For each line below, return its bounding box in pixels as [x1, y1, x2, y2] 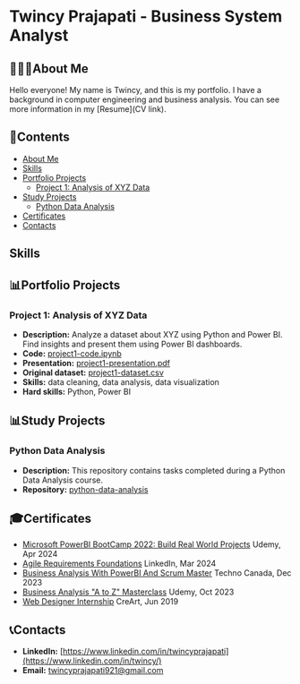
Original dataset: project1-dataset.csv [21, 367, 164, 378]
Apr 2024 [21, 549, 58, 560]
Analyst [9, 25, 69, 46]
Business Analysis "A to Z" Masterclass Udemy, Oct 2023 [21, 586, 235, 597]
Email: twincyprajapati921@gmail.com [21, 665, 164, 676]
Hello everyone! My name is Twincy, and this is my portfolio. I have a [9, 85, 262, 95]
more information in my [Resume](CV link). [9, 104, 167, 114]
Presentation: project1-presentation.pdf [21, 357, 170, 368]
